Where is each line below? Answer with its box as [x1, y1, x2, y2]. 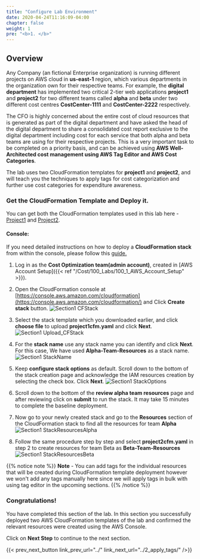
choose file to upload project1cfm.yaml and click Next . [14, 323, 152, 330]
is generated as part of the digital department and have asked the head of [6, 119, 188, 126]
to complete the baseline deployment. [14, 402, 109, 409]
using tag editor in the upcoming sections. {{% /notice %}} [6, 482, 150, 489]
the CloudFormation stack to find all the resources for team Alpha [14, 420, 177, 427]
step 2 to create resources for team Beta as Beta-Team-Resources [14, 445, 181, 452]
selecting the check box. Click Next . [14, 378, 104, 385]
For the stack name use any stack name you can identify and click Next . [14, 341, 194, 348]
